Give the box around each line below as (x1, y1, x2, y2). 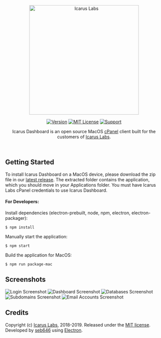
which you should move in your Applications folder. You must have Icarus (5, 182, 156, 188)
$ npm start (5, 243, 30, 248)
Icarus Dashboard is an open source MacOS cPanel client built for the (12, 129, 156, 134)
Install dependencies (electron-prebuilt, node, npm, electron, (5, 210, 131, 216)
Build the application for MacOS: (5, 252, 72, 258)
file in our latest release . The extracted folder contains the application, (5, 176, 150, 182)
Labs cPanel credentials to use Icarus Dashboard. (5, 187, 107, 193)
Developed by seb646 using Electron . (5, 327, 83, 333)
